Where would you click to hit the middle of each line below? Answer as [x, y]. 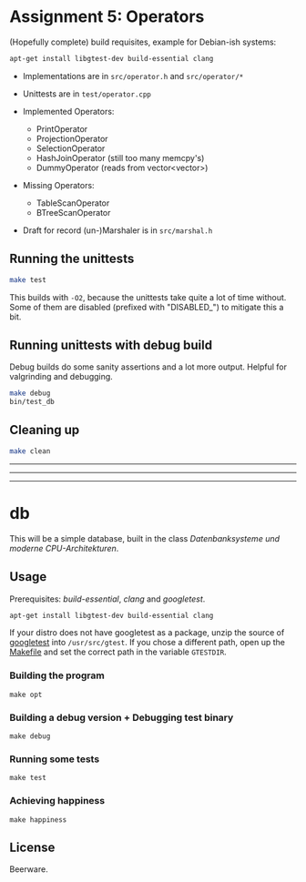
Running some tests [55, 759]
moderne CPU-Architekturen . [64, 548]
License [32, 847]
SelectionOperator [71, 148]
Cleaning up [45, 430]
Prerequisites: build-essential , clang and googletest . [107, 599]
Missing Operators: [58, 185]
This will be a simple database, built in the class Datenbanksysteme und [145, 538]
